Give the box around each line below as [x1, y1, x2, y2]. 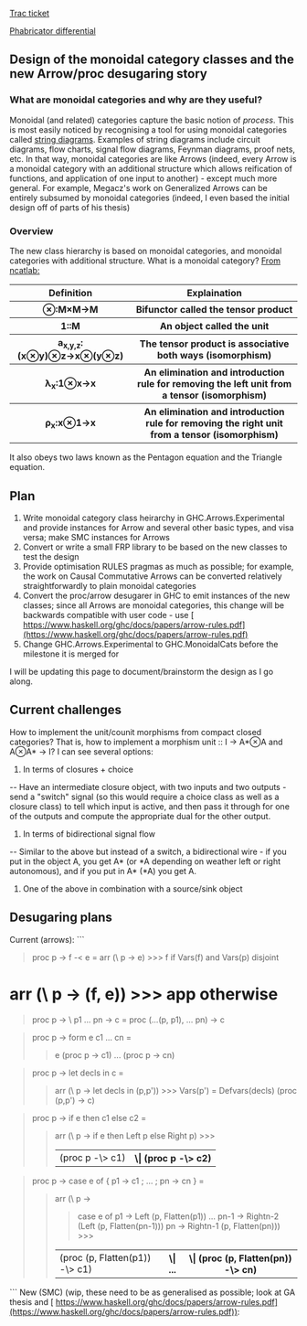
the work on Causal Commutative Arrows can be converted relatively [22, 571, 282, 582]
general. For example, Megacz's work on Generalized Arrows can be [9, 182, 268, 193]
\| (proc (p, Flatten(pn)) [188, 1252, 292, 1265]
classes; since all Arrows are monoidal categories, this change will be [22, 599, 285, 611]
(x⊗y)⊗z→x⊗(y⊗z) [16, 349, 124, 362]
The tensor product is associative [139, 337, 290, 350]
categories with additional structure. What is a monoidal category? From [9, 255, 281, 266]
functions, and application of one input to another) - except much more [9, 173, 278, 184]
